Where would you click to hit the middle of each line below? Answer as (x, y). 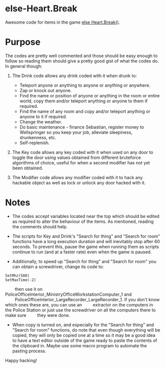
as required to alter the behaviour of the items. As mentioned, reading (83, 221)
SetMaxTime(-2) (21, 280)
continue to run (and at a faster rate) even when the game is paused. (82, 252)
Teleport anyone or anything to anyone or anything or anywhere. (85, 85)
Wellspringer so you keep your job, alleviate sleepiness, (76, 132)
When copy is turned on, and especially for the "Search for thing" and (83, 325)
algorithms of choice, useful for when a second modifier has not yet (81, 162)
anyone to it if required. (43, 117)
